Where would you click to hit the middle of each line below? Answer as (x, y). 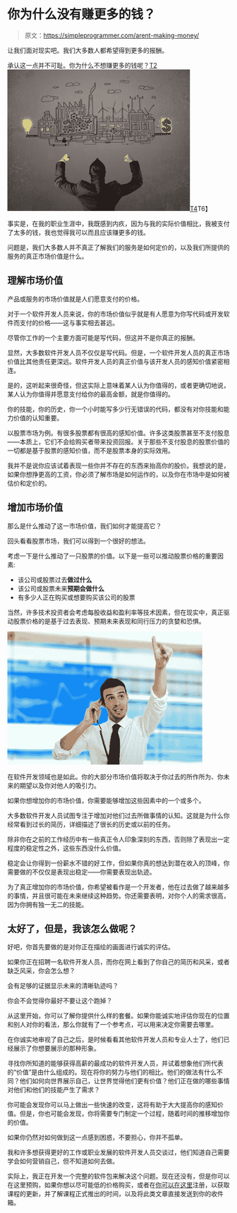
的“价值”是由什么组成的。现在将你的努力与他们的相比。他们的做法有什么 (112, 1072)
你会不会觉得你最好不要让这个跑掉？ (60, 1001)
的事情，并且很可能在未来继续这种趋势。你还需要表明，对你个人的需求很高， (119, 896)
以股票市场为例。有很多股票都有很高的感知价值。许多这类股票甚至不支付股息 (119, 433)
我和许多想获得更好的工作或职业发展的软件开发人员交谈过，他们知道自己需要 (119, 1152)
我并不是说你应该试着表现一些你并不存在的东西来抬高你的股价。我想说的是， (119, 465)
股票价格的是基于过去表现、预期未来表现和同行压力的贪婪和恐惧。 (109, 621)
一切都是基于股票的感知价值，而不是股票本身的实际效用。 (91, 450)
